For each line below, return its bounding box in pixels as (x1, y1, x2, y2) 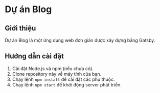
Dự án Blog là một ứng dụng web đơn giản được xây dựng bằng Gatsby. (5, 37, 155, 43)
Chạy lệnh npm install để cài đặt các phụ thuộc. (12, 76, 116, 82)
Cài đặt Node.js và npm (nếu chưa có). (12, 65, 94, 72)
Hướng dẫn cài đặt (5, 52, 64, 60)
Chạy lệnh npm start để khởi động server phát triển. (12, 81, 122, 87)
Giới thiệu (5, 24, 36, 33)
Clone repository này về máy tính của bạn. (12, 71, 102, 77)
